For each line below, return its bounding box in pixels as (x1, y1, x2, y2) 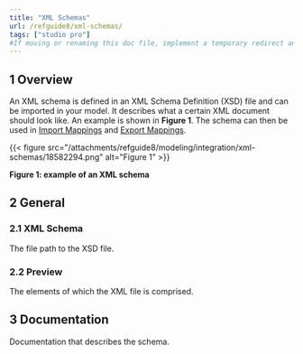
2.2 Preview (9, 265, 63, 278)
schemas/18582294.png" (9, 152, 104, 163)
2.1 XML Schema (9, 222, 84, 235)
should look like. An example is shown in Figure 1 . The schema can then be (9, 115, 289, 126)
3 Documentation (9, 312, 110, 328)
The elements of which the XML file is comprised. (9, 286, 194, 297)
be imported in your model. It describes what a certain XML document (9, 106, 271, 116)
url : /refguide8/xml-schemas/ (9, 22, 124, 31)
